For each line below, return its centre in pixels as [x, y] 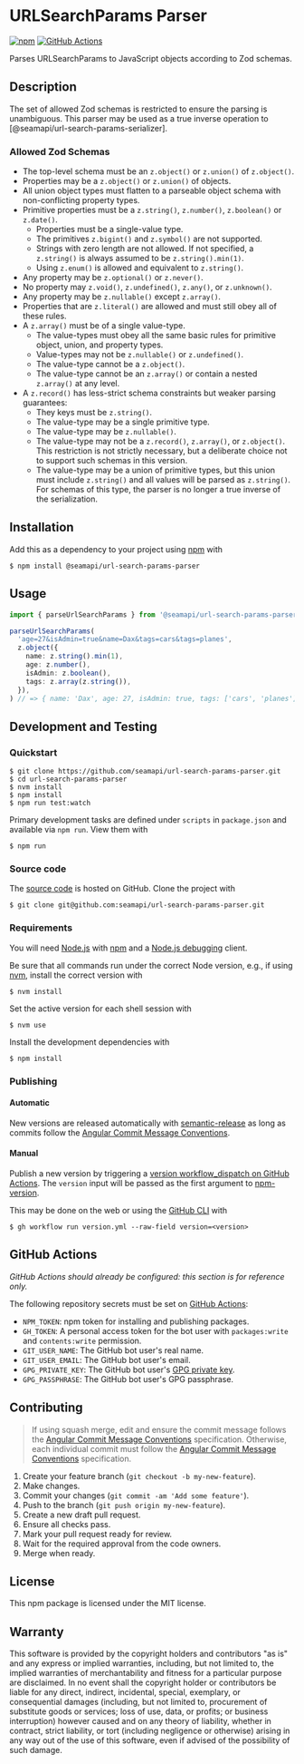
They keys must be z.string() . [94, 413]
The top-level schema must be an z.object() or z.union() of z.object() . [158, 171]
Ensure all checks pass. [66, 1524]
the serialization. [66, 499]
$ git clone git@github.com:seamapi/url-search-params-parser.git [137, 905]
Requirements [41, 928]
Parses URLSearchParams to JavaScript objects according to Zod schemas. [151, 58]
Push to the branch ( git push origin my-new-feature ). [124, 1505]
